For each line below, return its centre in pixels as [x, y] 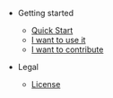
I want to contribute [67, 49]
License [46, 84]
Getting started [46, 13]
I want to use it [58, 40]
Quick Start [52, 30]
